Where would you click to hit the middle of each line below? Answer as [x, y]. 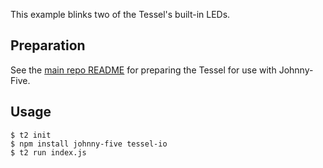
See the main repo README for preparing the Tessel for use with [143, 70]
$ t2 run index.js [48, 152]
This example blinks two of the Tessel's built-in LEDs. [120, 14]
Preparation [48, 45]
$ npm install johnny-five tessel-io [89, 144]
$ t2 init [31, 135]
